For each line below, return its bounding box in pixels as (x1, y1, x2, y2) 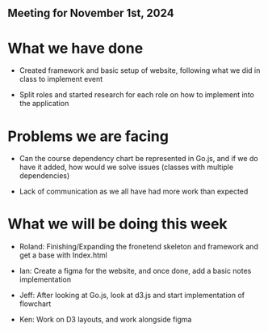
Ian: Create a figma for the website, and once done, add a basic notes (19, 266, 252, 276)
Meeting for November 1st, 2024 (7, 6, 174, 20)
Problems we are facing (7, 127, 169, 145)
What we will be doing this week (7, 215, 228, 233)
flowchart (19, 299, 52, 309)
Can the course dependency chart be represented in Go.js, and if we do (19, 154, 259, 164)
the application (19, 99, 69, 109)
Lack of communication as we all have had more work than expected (19, 186, 249, 197)
